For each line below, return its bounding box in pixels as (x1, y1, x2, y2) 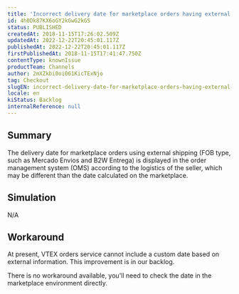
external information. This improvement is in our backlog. (7, 258, 175, 266)
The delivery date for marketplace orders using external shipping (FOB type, (7, 148, 231, 157)
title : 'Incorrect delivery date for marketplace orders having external (7, 10, 231, 18)
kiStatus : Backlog (7, 97, 62, 104)
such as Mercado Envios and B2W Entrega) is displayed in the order (7, 156, 207, 164)
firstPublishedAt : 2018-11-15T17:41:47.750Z (7, 51, 142, 58)
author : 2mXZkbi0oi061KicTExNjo (7, 70, 103, 77)
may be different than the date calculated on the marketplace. (7, 171, 188, 179)
